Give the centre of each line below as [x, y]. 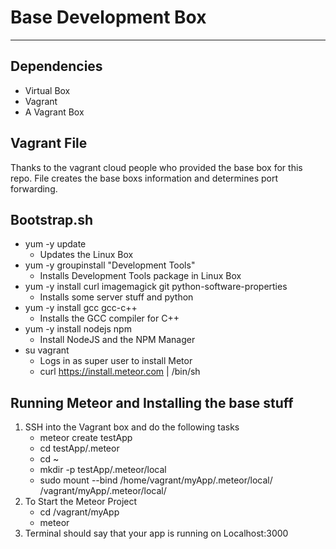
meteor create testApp [86, 438]
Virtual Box [47, 90]
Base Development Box [108, 17]
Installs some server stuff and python [116, 297]
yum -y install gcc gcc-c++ [81, 308]
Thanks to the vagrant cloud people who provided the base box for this [156, 167]
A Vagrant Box [54, 112]
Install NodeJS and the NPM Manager [117, 340]
